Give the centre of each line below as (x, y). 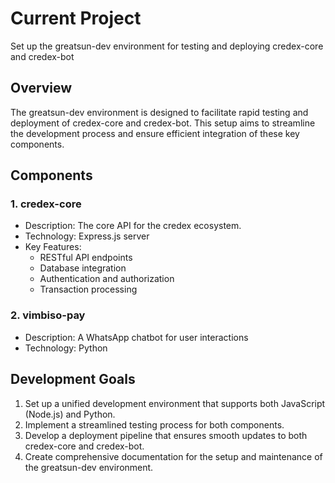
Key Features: (53, 247)
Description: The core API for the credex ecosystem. (133, 226)
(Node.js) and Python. (70, 414)
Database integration (83, 268)
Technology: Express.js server (87, 236)
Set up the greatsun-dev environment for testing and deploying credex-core (167, 46)
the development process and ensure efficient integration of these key (155, 133)
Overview (41, 88)
